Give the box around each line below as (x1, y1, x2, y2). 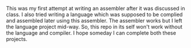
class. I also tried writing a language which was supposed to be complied (6, 11, 183, 18)
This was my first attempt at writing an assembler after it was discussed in (6, 5, 186, 12)
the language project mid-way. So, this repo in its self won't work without (6, 23, 183, 30)
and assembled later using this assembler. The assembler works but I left (6, 17, 183, 24)
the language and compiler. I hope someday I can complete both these (6, 29, 176, 36)
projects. (6, 36, 28, 42)
